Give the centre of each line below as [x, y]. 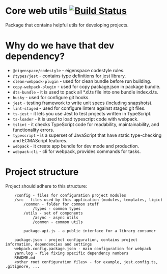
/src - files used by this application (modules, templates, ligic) [89, 200]
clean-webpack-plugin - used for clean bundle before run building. [82, 81]
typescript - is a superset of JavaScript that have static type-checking [87, 135]
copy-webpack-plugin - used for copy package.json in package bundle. [87, 86]
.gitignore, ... [22, 266]
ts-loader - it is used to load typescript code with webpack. [76, 119]
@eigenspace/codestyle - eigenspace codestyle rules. [68, 70]
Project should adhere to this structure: [46, 186]
